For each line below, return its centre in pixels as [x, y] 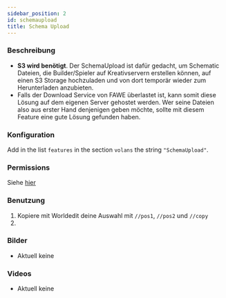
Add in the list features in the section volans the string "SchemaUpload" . [108, 150]
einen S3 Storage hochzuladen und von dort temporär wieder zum [111, 80]
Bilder [17, 241]
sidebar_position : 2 [37, 13]
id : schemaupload [32, 20]
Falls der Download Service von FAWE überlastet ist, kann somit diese [116, 95]
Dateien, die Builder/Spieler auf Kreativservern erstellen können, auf [114, 72]
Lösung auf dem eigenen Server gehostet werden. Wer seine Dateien [115, 102]
